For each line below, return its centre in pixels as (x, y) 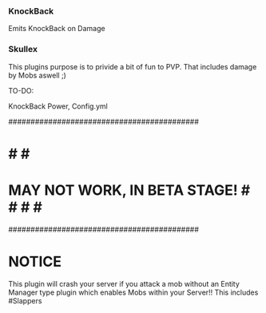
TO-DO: (21, 90)
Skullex (23, 50)
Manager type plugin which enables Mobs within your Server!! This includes (133, 292)
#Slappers (25, 300)
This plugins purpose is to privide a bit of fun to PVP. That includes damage (133, 66)
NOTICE (35, 261)
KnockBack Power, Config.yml (58, 106)
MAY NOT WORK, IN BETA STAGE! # (129, 190)
